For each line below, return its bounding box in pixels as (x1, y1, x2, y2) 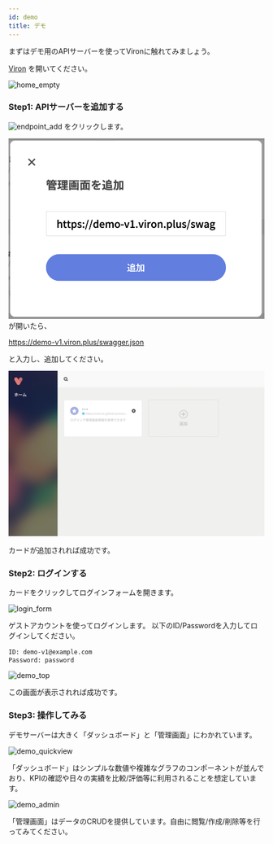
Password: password (8, 656, 75, 665)
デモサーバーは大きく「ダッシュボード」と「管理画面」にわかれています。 (8, 729, 258, 740)
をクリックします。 (63, 121, 128, 131)
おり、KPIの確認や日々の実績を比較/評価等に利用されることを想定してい (8, 773, 250, 783)
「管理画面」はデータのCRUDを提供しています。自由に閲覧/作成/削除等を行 (8, 816, 262, 826)
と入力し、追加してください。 (8, 354, 108, 364)
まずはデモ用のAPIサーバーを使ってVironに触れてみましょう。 (8, 46, 215, 56)
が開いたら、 (8, 321, 51, 331)
